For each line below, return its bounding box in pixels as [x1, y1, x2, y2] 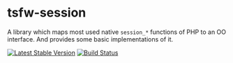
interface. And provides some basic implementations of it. [7, 35, 174, 43]
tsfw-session [7, 5, 87, 21]
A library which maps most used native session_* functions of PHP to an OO [7, 28, 227, 36]
